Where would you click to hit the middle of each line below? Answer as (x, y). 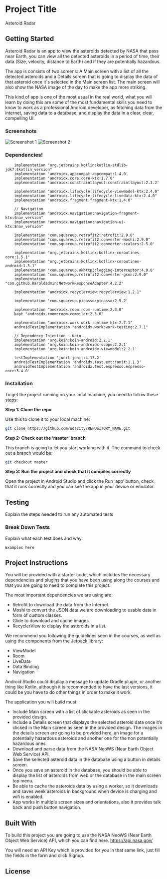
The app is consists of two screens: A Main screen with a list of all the (77, 71)
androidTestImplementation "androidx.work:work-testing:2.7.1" (81, 327)
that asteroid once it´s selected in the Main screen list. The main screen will (83, 82)
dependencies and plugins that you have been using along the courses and (83, 580)
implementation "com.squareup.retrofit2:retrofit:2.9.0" (75, 235)
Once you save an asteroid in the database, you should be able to (80, 770)
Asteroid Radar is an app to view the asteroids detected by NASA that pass (82, 51)
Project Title (31, 9)
